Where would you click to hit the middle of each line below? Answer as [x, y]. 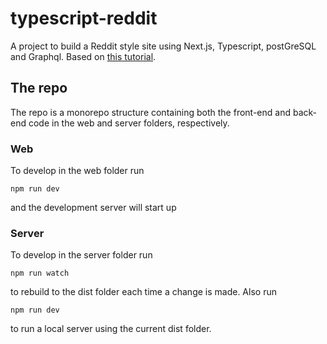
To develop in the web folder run [77, 171]
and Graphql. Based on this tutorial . [83, 56]
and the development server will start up [93, 208]
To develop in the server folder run [81, 255]
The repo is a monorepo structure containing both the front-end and [150, 112]
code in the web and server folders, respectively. [129, 123]
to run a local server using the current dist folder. [111, 329]
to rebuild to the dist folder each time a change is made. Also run [143, 292]
